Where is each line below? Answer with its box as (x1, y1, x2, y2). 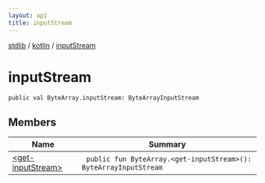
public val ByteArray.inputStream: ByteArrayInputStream (8, 94, 200, 103)
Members (8, 115, 57, 129)
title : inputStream (8, 19, 73, 27)
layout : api (8, 11, 47, 20)
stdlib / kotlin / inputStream (8, 40, 96, 50)
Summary (148, 139, 187, 150)
